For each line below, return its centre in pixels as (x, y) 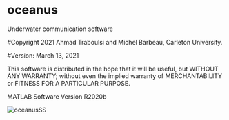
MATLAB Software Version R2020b (57, 96)
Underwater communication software (60, 29)
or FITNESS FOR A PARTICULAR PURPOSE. (69, 83)
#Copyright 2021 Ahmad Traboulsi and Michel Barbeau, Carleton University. (115, 42)
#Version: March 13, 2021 (43, 55)
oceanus (33, 10)
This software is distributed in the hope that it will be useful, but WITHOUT (113, 69)
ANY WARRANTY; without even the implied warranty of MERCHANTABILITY (115, 76)
